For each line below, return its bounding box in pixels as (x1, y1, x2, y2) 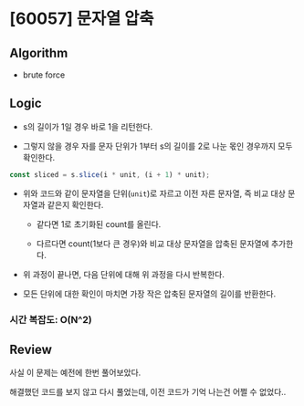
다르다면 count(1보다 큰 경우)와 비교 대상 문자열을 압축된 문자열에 (36, 238, 269, 249)
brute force (22, 69, 66, 80)
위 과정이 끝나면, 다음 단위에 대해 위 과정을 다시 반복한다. (22, 268, 225, 279)
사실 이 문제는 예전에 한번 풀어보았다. (9, 367, 142, 379)
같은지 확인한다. (47, 199, 104, 210)
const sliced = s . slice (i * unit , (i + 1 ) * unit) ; (9, 170, 210, 179)
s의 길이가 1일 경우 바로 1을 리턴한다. (22, 120, 153, 132)
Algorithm (9, 45, 68, 60)
